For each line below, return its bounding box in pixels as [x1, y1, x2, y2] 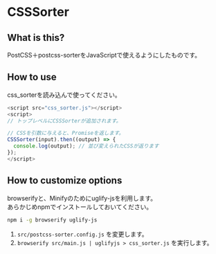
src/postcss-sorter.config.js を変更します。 [17, 230, 148, 238]
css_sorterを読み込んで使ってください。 [7, 91, 121, 99]
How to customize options [7, 174, 123, 187]
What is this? [7, 32, 65, 44]
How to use [7, 71, 57, 83]
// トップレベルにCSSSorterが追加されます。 [7, 117, 122, 125]
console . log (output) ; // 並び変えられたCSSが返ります [13, 143, 159, 149]
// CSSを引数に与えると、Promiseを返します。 [7, 129, 125, 137]
